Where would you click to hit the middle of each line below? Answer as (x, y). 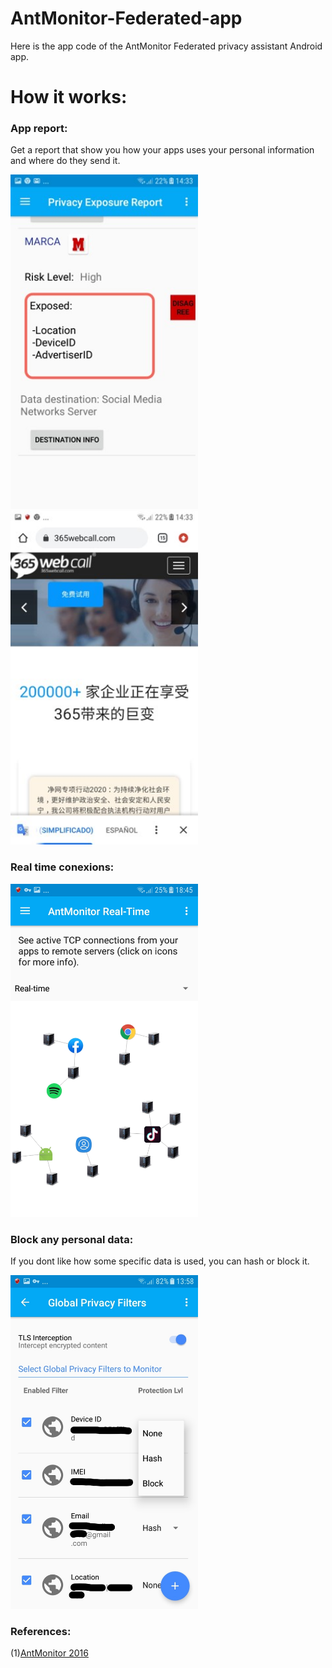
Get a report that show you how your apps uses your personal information (162, 150)
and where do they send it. (65, 161)
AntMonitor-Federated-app (126, 18)
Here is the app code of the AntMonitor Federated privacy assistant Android (166, 46)
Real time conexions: (62, 867)
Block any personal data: (72, 1239)
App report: (39, 129)
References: (41, 1631)
